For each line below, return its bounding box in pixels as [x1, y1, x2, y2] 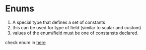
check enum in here [5, 39, 46, 45]
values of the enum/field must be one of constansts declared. [12, 30, 139, 36]
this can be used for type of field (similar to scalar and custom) [12, 24, 142, 30]
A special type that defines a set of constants [12, 19, 105, 25]
